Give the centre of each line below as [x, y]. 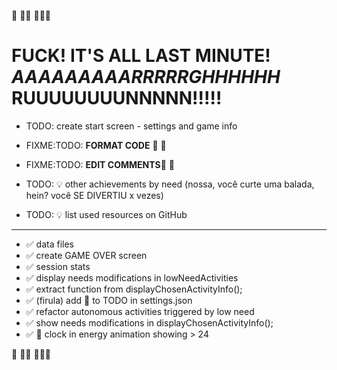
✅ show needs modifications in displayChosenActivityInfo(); [149, 322]
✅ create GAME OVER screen [86, 255]
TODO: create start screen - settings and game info [131, 126]
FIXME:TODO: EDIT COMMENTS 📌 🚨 [100, 164]
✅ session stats [58, 266]
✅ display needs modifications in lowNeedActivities [132, 277]
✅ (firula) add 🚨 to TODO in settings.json [109, 300]
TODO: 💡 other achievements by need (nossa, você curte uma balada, [170, 184]
